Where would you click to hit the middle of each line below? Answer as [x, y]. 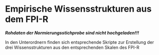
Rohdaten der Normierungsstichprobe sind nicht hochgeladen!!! [72, 33]
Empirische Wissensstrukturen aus [79, 9]
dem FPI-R [27, 19]
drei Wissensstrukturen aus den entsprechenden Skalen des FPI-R [72, 47]
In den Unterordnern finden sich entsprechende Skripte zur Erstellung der [79, 42]
